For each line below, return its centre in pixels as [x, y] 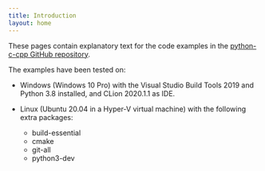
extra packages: [46, 117]
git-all [41, 150]
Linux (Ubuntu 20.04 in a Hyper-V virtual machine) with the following [133, 109]
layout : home [30, 23]
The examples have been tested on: [67, 69]
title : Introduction [43, 16]
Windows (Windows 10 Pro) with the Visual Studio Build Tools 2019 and [136, 85]
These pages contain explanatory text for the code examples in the [119, 45]
